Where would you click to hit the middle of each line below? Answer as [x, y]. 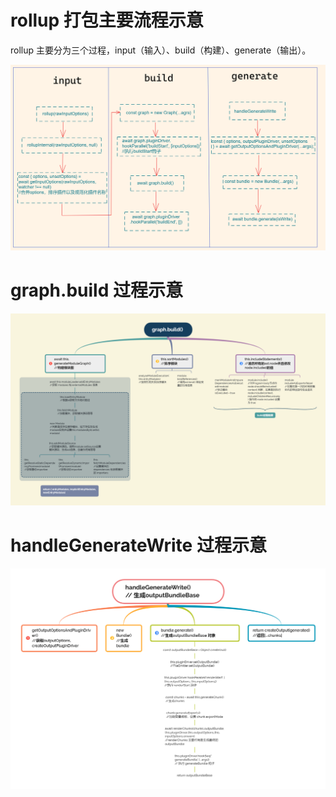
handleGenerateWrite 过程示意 [138, 545]
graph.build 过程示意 [96, 290]
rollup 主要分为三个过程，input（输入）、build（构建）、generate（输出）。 [161, 50]
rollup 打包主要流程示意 [107, 20]
